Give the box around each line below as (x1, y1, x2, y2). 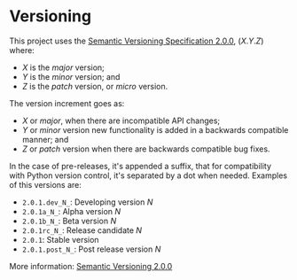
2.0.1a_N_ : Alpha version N (21, 206, 121, 216)
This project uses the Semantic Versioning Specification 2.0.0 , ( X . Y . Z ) (9, 35, 264, 46)
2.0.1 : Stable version (21, 234, 99, 245)
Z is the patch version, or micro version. (21, 81, 168, 91)
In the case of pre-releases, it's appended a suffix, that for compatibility (9, 160, 272, 171)
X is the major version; (21, 62, 105, 73)
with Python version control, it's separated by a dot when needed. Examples (9, 170, 288, 181)
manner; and (21, 134, 69, 144)
